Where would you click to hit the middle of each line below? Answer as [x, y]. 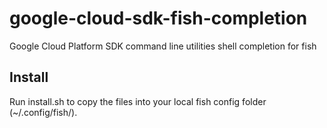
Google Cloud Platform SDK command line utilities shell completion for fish [163, 46]
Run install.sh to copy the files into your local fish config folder [138, 101]
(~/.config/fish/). [43, 112]
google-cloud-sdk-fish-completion [158, 18]
